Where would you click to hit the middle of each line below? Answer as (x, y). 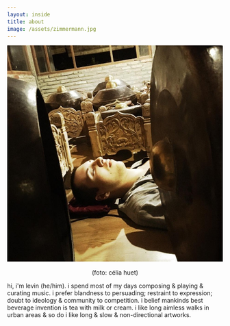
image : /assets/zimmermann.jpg (52, 29)
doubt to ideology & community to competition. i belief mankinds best (105, 300)
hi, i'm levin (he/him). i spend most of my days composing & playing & (105, 286)
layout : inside (29, 14)
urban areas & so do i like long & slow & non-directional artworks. (99, 314)
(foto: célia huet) (115, 272)
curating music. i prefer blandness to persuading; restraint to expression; (110, 293)
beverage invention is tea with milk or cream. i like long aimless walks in (108, 308)
